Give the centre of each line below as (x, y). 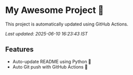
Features (19, 49)
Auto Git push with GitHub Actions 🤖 (50, 66)
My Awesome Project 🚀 (55, 10)
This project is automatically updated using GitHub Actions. (67, 24)
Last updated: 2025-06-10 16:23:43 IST (47, 33)
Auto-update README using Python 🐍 (52, 61)
